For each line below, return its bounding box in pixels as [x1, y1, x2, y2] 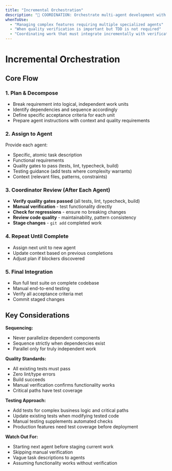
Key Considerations [5, 311, 70, 320]
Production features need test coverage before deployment [12, 423, 138, 429]
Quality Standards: [5, 355, 47, 362]
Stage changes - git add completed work [12, 220, 102, 226]
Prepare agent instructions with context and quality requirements [12, 117, 150, 123]
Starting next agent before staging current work [12, 443, 114, 449]
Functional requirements [12, 157, 64, 163]
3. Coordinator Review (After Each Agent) [5, 186, 111, 194]
